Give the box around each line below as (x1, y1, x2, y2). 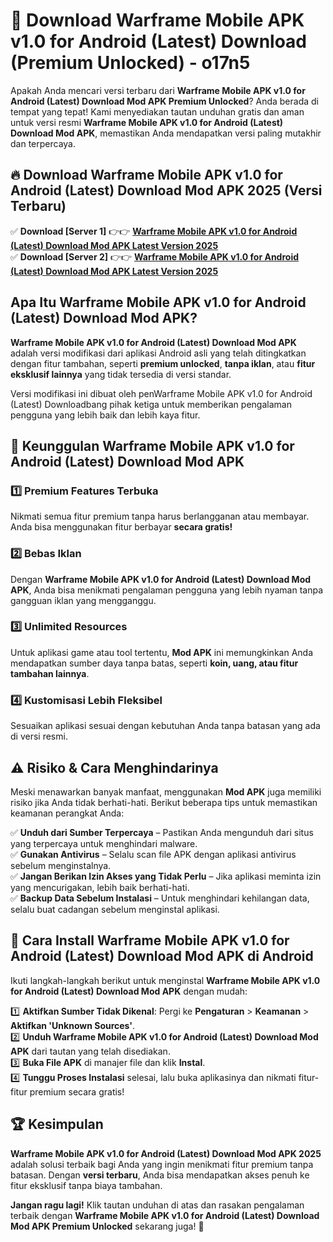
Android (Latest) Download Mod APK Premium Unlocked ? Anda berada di (10, 95, 319, 107)
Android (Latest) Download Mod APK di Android (10, 948, 314, 965)
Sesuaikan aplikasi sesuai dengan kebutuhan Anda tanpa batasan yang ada (10, 720, 321, 732)
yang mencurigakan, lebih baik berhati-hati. (10, 881, 190, 893)
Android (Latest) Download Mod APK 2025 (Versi (10, 182, 323, 199)
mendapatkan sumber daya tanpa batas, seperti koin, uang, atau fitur (10, 657, 299, 669)
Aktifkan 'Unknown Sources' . (10, 1019, 136, 1031)
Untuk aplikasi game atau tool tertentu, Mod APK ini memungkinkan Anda (10, 646, 313, 658)
